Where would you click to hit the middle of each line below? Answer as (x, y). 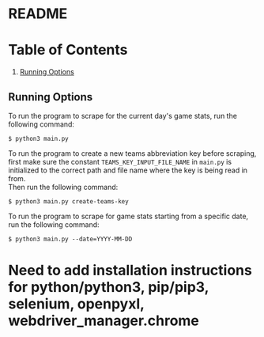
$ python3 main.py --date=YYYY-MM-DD (70, 239)
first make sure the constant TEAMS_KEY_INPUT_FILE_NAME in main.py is (120, 161)
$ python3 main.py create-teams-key (68, 201)
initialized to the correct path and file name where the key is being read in (128, 170)
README (38, 14)
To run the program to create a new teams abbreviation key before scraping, (132, 153)
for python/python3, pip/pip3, (109, 288)
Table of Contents (68, 50)
